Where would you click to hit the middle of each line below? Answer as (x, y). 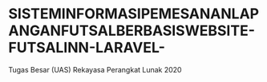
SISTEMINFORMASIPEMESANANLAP (133, 14)
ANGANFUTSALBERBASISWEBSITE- (131, 31)
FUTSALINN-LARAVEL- (87, 48)
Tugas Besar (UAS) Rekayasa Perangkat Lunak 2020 (95, 69)
